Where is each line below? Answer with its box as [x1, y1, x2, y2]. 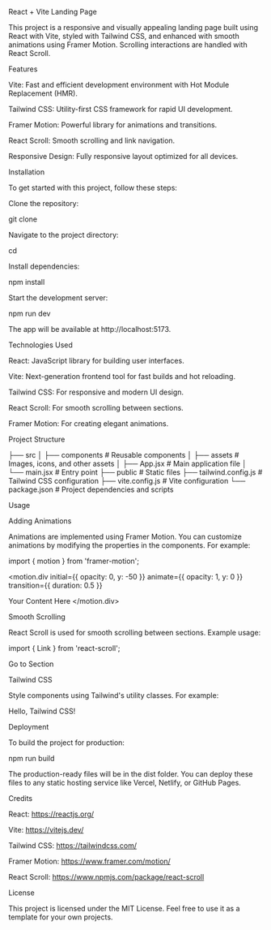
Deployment [8, 722, 49, 731]
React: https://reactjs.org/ [8, 809, 95, 819]
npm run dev [8, 308, 51, 318]
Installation [8, 167, 45, 177]
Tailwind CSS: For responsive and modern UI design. [8, 387, 184, 397]
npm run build [8, 754, 55, 763]
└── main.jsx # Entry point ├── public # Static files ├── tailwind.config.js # [8, 467, 263, 477]
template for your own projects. [8, 912, 113, 922]
